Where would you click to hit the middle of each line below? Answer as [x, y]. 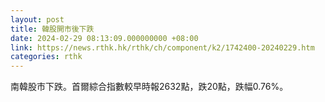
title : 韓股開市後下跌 [52, 29]
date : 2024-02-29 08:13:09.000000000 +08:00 [104, 38]
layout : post [37, 19]
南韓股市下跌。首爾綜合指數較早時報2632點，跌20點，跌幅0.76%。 [149, 87]
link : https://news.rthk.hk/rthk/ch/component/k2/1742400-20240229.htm [162, 47]
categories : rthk [46, 57]
